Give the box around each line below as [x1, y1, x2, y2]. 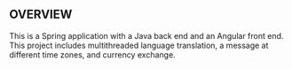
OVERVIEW [9, 7, 73, 22]
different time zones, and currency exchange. [9, 49, 176, 60]
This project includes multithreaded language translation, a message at [9, 40, 269, 50]
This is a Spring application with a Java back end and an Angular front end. [9, 30, 284, 41]
